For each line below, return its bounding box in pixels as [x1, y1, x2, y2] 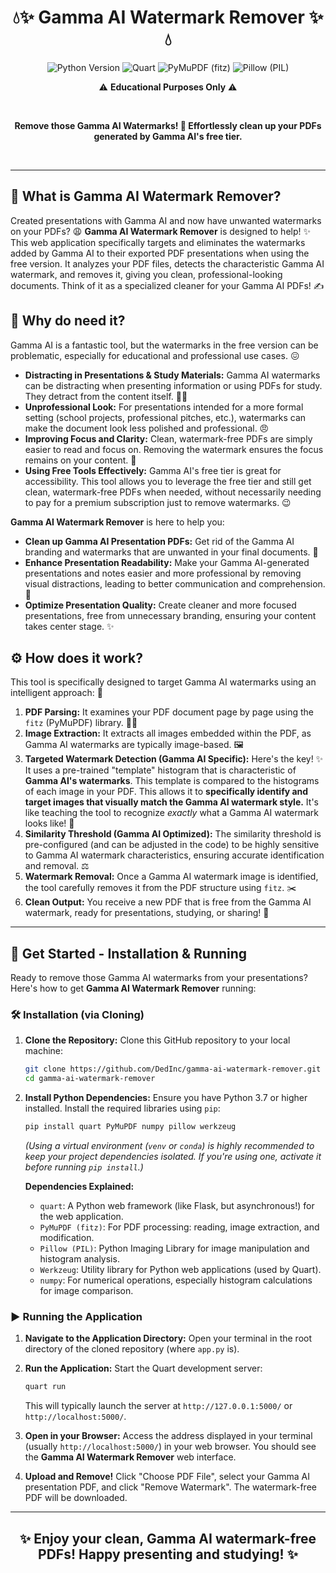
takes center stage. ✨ [24, 620, 115, 632]
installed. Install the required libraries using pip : [24, 1102, 221, 1115]
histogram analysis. [39, 1253, 120, 1265]
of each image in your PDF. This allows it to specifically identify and [24, 786, 309, 798]
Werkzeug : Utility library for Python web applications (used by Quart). [39, 1264, 322, 1276]
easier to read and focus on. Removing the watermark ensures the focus [24, 443, 324, 455]
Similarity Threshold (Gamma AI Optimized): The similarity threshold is [24, 828, 322, 840]
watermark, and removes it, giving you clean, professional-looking [10, 268, 283, 280]
